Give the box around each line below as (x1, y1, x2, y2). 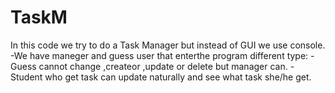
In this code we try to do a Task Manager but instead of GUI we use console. (10, 39, 326, 51)
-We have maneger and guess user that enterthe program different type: (10, 49, 309, 61)
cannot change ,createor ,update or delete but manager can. (38, 60, 288, 72)
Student (10, 71, 43, 83)
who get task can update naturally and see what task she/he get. (44, 71, 312, 83)
